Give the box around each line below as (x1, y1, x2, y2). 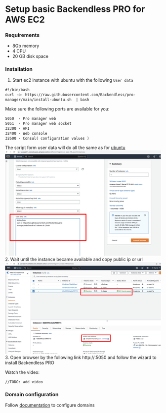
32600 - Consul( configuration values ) (5, 136, 90, 141)
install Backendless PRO (5, 360, 54, 365)
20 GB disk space (12, 53, 48, 59)
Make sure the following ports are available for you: (5, 105, 110, 112)
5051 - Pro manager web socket (5, 121, 72, 126)
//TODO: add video (5, 379, 43, 384)
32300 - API (5, 126, 30, 131)
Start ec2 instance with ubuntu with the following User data (12, 77, 133, 83)
